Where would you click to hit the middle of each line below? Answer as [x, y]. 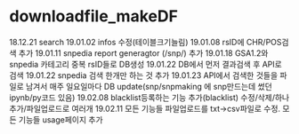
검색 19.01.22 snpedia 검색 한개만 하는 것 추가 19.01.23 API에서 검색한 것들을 [144, 75]
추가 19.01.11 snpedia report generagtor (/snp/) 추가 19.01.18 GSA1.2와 [143, 53]
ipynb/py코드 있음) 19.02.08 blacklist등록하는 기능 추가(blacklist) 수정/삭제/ [142, 97]
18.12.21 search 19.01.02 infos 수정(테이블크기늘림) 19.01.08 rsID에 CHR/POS [145, 42]
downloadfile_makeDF [93, 16]
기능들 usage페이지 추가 [61, 119]
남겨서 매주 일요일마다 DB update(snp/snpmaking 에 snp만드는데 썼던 [149, 86]
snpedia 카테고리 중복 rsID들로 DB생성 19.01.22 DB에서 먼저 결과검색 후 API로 [145, 64]
